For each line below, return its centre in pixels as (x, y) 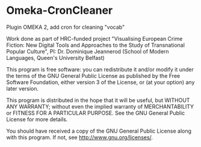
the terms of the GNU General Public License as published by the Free (93, 76)
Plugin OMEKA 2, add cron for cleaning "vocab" (66, 27)
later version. (23, 88)
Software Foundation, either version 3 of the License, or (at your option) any (100, 82)
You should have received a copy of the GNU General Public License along (99, 131)
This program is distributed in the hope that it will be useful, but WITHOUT (98, 100)
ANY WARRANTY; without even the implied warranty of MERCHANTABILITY (100, 106)
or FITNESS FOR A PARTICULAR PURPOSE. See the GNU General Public (96, 113)
